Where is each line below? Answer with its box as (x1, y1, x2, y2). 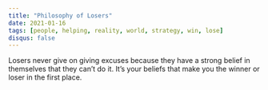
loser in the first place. (8, 72, 82, 82)
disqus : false (8, 33, 56, 42)
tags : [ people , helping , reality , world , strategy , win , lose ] (8, 26, 224, 34)
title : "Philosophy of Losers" (8, 11, 113, 20)
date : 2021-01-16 (8, 19, 66, 27)
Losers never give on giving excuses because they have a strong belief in (8, 56, 250, 65)
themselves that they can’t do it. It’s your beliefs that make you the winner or (8, 65, 260, 74)
